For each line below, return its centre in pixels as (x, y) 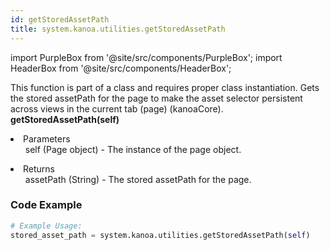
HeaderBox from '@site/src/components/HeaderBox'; (121, 68)
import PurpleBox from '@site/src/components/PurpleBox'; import (146, 57)
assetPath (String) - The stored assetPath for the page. (138, 179)
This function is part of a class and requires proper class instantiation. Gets (165, 87)
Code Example (46, 205)
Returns (39, 168)
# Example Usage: (46, 226)
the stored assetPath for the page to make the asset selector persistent (156, 98)
